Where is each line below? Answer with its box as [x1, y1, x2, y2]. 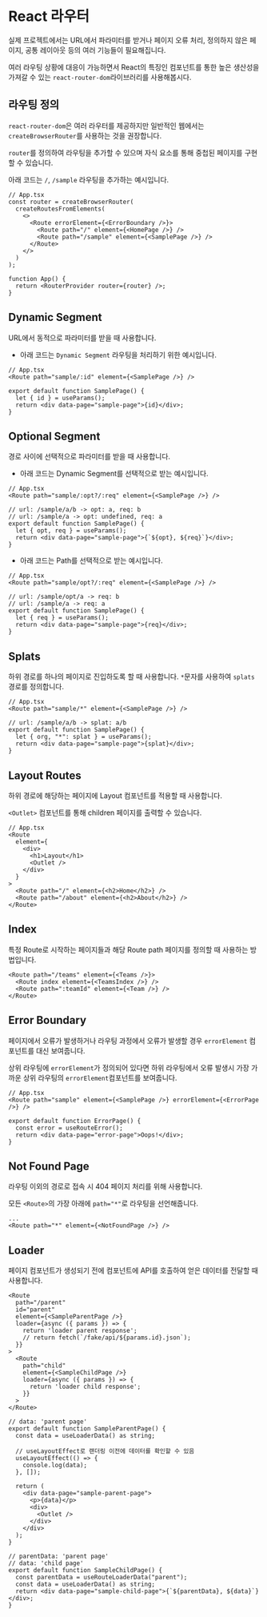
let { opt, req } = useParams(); [15, 527, 127, 535]
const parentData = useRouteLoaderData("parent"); [15, 1574, 188, 1582]
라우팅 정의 [8, 98, 60, 112]
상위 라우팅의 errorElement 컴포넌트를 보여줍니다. [22, 1073, 177, 1082]
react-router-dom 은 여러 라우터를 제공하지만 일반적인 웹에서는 [8, 121, 205, 130]
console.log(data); [22, 1462, 88, 1470]
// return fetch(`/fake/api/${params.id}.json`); [22, 1334, 192, 1342]
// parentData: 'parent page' [8, 1552, 110, 1561]
